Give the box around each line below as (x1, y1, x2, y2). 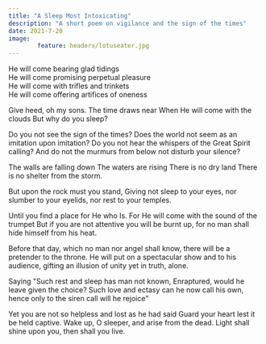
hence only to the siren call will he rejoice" (8, 294, 149, 304)
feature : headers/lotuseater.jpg (37, 42, 150, 50)
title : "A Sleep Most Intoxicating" (8, 11, 131, 20)
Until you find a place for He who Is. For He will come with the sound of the (8, 211, 258, 220)
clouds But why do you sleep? (8, 114, 109, 124)
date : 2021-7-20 (8, 27, 63, 35)
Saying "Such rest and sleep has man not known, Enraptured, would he (8, 276, 245, 287)
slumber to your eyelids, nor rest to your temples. (8, 195, 172, 205)
